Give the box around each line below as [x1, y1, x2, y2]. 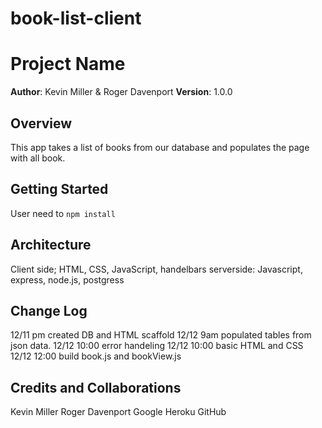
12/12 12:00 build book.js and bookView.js [10, 350, 182, 362]
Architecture [10, 237, 92, 254]
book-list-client [10, 7, 142, 30]
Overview [10, 115, 73, 132]
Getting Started [10, 181, 109, 198]
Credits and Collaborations [10, 379, 182, 396]
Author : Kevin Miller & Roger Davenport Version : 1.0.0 [10, 86, 233, 98]
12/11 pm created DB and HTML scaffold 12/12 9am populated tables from [10, 329, 312, 341]
